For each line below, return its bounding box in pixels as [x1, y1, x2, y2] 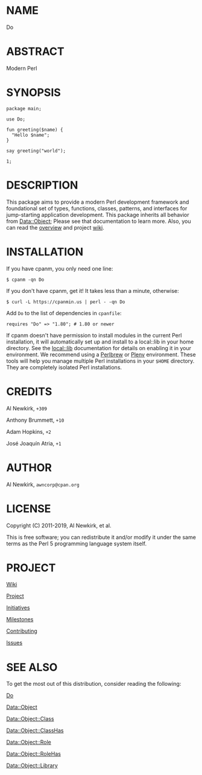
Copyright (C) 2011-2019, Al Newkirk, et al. [6, 522, 112, 529]
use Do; [6, 116, 26, 122]
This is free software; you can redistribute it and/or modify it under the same [6, 533, 196, 541]
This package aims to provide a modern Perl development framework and [6, 198, 189, 206]
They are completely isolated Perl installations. [6, 363, 122, 371]
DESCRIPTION [6, 178, 78, 192]
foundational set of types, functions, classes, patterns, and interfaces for [6, 204, 188, 212]
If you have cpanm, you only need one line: [6, 265, 113, 272]
